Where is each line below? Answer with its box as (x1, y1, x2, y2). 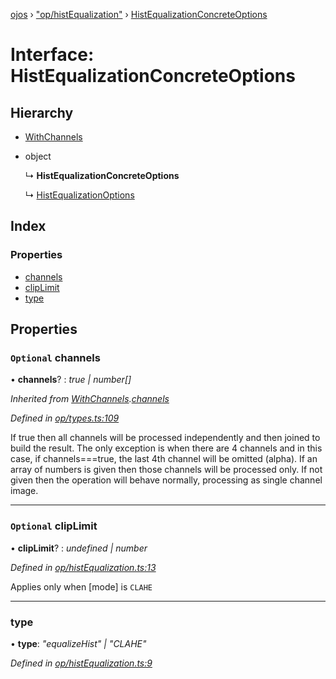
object (24, 150, 52, 162)
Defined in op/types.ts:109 (10, 412, 120, 424)
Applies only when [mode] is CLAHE (10, 580, 153, 593)
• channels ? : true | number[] (10, 374, 132, 386)
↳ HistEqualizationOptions (24, 189, 135, 201)
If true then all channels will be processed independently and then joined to (10, 432, 321, 444)
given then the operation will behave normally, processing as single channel (10, 474, 323, 486)
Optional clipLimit (10, 519, 98, 533)
